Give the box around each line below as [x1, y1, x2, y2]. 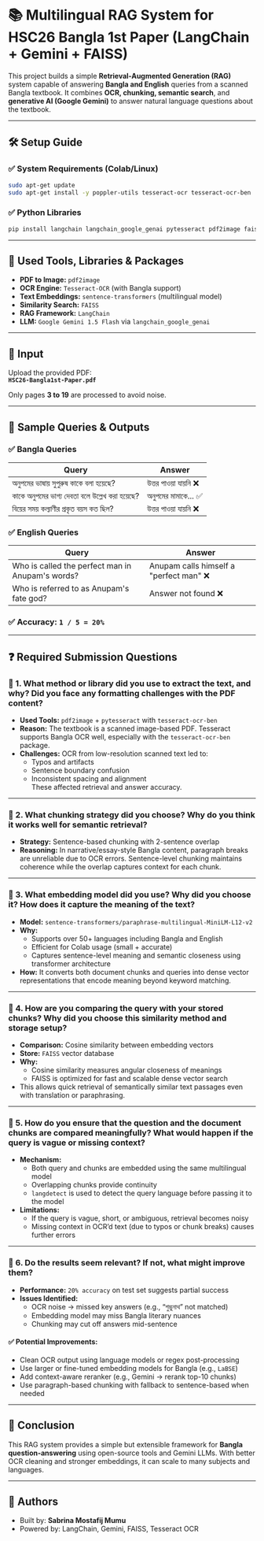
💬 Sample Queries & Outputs [8, 420, 150, 434]
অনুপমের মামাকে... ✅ [146, 490, 203, 501]
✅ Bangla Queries [8, 444, 77, 455]
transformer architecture [31, 958, 112, 969]
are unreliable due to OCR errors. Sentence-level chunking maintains [19, 854, 242, 863]
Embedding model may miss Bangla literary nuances [31, 1310, 202, 1320]
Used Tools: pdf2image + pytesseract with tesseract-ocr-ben [19, 716, 218, 725]
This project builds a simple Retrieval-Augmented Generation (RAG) [8, 71, 232, 80]
